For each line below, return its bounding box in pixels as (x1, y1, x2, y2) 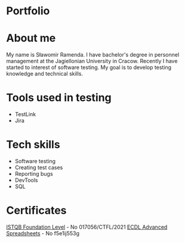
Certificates (6, 204, 67, 217)
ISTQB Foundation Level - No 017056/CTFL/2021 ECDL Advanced (6, 223, 168, 230)
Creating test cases (14, 164, 63, 171)
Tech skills (6, 138, 61, 151)
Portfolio (6, 4, 50, 18)
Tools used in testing (6, 91, 112, 105)
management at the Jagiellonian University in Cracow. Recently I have (6, 58, 178, 65)
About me (6, 32, 56, 45)
